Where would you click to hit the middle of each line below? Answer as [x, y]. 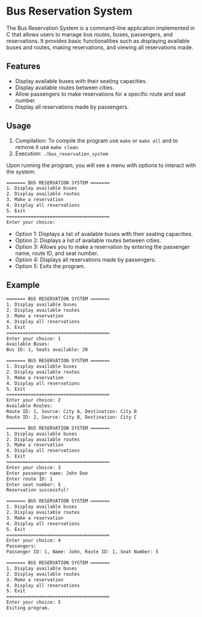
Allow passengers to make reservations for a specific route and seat [100, 94]
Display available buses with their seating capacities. [81, 81]
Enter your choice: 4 [34, 541]
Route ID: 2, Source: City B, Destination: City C [72, 417]
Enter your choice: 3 [34, 467]
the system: [21, 172]
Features [23, 66]
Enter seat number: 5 [34, 484]
